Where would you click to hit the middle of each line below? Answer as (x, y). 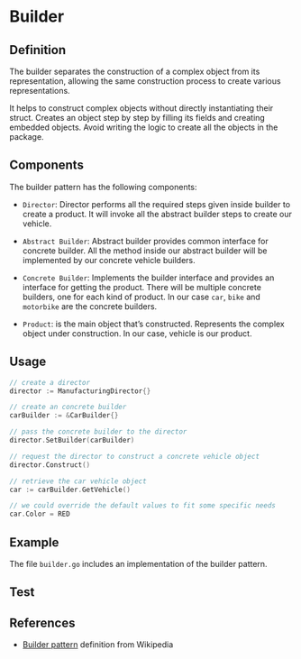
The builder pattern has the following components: (103, 187)
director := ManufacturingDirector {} (80, 391)
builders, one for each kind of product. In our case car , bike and (141, 297)
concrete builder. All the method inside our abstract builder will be (145, 251)
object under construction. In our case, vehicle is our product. (137, 333)
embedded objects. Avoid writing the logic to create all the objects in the (144, 127)
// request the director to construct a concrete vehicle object (134, 456)
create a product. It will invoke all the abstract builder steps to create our (157, 214)
